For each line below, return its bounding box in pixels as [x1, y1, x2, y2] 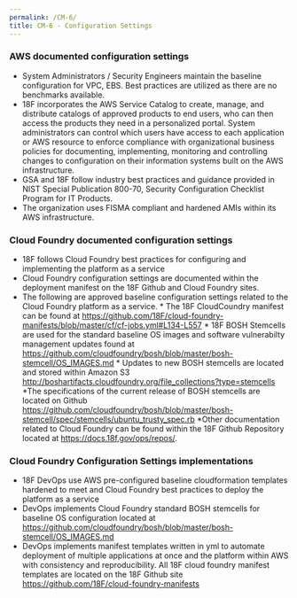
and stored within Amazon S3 [21, 367, 130, 377]
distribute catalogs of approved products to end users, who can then [21, 108, 274, 119]
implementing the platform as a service [21, 263, 166, 275]
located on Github [21, 395, 88, 406]
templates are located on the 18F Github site [21, 569, 184, 580]
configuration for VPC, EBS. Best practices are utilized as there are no [21, 80, 277, 90]
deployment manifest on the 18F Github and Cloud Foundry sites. [21, 283, 260, 293]
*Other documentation [196, 414, 280, 425]
